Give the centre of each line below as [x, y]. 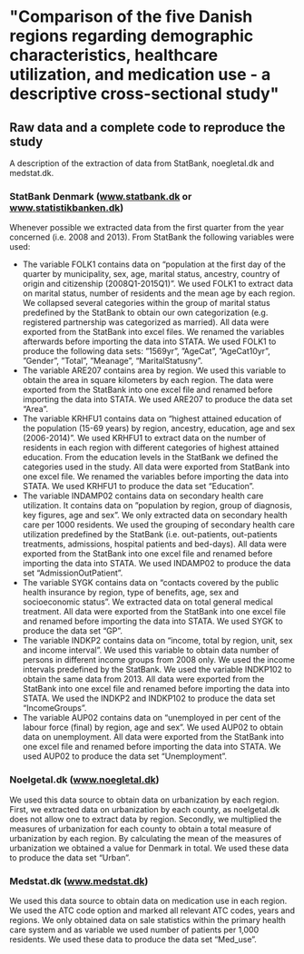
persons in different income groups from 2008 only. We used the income [158, 660]
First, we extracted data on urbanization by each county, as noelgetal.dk [145, 809]
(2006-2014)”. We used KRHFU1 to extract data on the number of [144, 438]
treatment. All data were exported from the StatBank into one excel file [154, 612]
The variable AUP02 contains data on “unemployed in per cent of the [152, 718]
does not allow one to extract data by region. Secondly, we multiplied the [146, 819]
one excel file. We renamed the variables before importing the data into [155, 477]
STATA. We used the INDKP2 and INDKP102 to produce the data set [149, 698]
